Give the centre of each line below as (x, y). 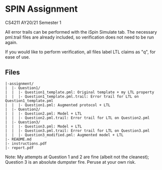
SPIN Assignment (41, 9)
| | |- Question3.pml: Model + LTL (44, 126)
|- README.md (18, 139)
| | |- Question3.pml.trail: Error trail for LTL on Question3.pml (78, 130)
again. (12, 42)
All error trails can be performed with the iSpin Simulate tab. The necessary (81, 32)
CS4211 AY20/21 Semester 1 (33, 22)
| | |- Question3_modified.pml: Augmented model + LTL (64, 135)
